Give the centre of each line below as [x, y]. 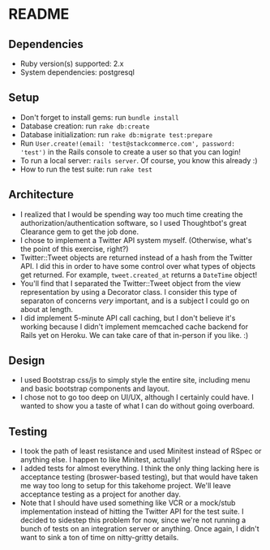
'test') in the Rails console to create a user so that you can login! [131, 152]
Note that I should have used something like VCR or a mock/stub [128, 503]
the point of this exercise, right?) [74, 249]
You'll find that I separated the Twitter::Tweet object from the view [131, 283]
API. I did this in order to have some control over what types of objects [138, 266]
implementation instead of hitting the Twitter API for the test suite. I [132, 512]
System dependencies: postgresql [77, 72]
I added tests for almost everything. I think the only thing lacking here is [139, 469]
